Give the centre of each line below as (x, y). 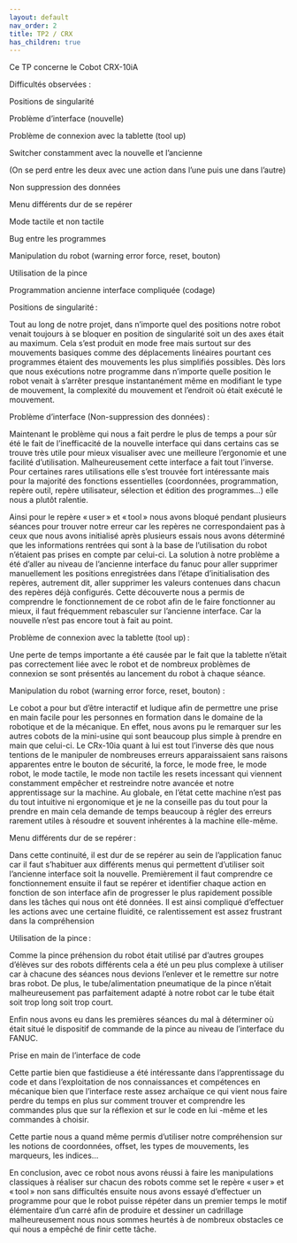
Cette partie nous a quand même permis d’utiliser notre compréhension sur (146, 1137)
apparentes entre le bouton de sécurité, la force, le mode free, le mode (138, 764)
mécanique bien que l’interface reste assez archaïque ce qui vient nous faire (148, 1092)
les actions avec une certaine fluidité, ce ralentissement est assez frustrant (146, 912)
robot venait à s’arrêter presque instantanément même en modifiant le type (146, 381)
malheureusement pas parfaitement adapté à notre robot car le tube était (142, 993)
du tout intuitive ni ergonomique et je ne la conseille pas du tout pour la (138, 802)
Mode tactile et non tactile (57, 221)
